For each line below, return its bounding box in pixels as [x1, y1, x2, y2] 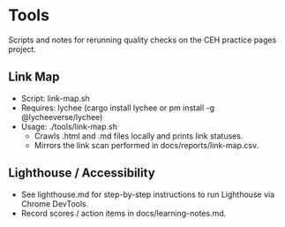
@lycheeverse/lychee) [20, 111, 103, 122]
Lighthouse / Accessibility [8, 165, 155, 181]
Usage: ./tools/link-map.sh [20, 121, 118, 132]
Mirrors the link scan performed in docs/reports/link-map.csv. [34, 140, 259, 150]
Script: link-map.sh [20, 93, 90, 103]
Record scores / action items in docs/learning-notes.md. [20, 208, 227, 218]
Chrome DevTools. [20, 198, 89, 208]
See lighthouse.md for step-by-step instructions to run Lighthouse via [20, 189, 275, 200]
